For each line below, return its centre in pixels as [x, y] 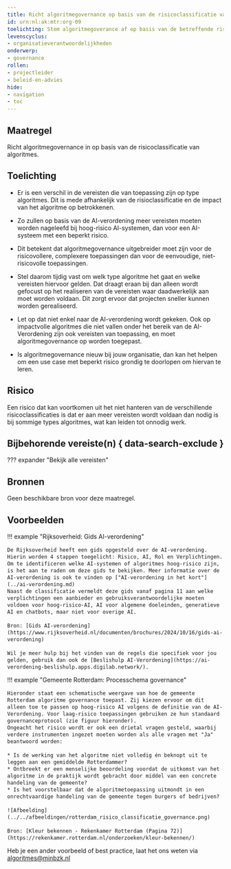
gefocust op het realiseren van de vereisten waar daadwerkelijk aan [113, 291]
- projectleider [30, 72]
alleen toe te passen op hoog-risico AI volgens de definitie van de [109, 707]
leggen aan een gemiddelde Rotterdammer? [67, 762]
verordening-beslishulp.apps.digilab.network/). [78, 667]
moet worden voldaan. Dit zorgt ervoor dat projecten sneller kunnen [113, 298]
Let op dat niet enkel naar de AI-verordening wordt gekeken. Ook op [114, 319]
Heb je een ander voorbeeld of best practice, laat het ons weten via [102, 851]
